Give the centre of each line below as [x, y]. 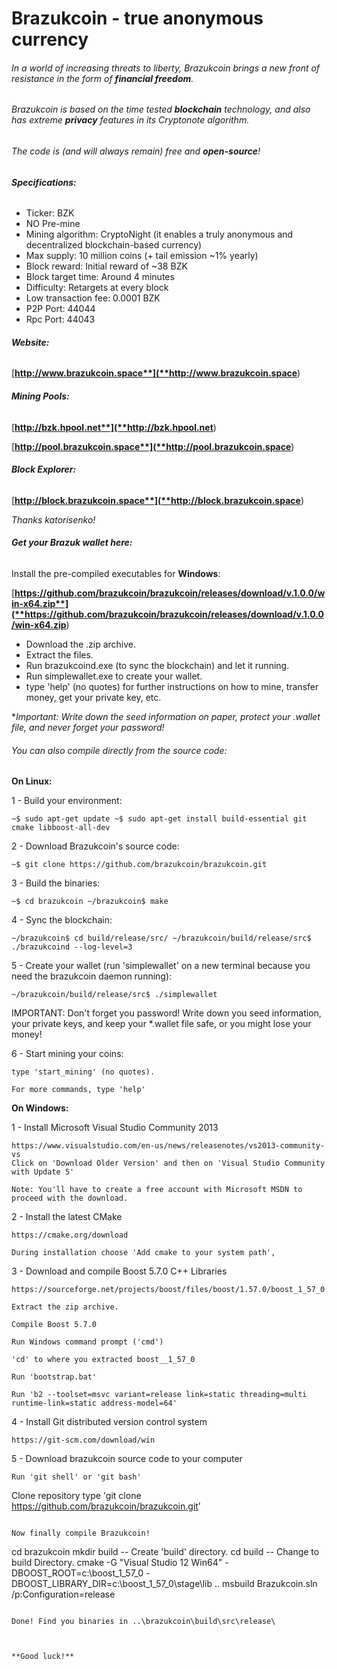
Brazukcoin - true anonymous [137, 18]
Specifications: [44, 182]
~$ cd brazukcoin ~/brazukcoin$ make [90, 902]
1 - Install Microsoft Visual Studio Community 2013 [115, 1128]
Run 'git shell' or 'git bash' [76, 1477]
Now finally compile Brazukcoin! [81, 1533]
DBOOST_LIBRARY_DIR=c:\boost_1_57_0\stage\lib [112, 1584]
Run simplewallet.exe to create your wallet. [114, 676]
